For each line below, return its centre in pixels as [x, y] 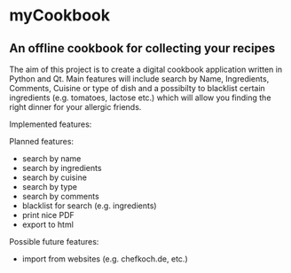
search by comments [60, 196]
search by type [50, 187]
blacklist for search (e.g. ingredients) [89, 206]
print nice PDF [48, 215]
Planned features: [41, 141]
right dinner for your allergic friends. [75, 107]
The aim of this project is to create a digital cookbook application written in [145, 69]
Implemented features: [51, 124]
